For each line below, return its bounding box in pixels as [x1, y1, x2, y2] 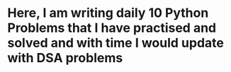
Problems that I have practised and [7, 20, 217, 36]
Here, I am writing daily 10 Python [7, 5, 209, 21]
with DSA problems [7, 50, 123, 66]
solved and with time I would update [7, 35, 225, 51]
